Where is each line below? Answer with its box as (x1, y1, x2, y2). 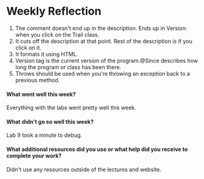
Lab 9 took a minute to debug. (6, 131, 83, 139)
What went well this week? (6, 90, 77, 98)
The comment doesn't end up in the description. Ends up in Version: (15, 24, 187, 32)
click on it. (15, 44, 42, 51)
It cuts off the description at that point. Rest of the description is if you (15, 37, 193, 45)
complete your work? (6, 152, 62, 159)
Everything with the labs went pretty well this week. (6, 104, 137, 111)
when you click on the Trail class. (15, 31, 100, 38)
